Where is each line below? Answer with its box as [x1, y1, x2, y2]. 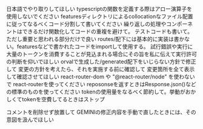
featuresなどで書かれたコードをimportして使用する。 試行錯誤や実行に [16, 43, 193, 50]
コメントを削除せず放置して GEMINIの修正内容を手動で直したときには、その [6, 109, 197, 116]
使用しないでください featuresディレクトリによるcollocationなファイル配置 [6, 13, 193, 20]
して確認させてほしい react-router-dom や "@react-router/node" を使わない [6, 73, 195, 80]
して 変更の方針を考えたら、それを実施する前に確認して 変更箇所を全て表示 [6, 66, 195, 72]
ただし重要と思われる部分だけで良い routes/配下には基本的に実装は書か [6, 36, 185, 42]
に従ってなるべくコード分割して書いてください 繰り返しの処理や [6, 20, 167, 27]
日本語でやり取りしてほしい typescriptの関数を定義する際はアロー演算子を [6, 5, 193, 12]
